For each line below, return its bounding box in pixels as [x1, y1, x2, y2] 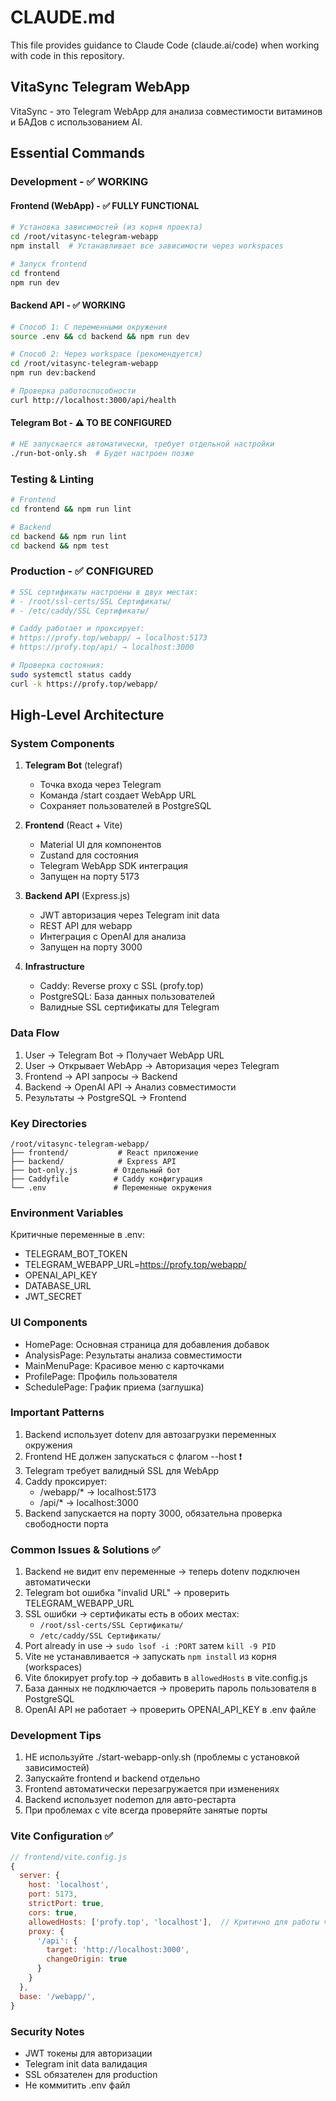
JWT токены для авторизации [24, 2047, 153, 2059]
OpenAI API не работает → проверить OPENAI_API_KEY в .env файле [24, 1704, 317, 1716]
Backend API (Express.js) [24, 890, 131, 902]
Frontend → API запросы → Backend [24, 1070, 178, 1082]
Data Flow [10, 1026, 60, 1040]
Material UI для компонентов [39, 839, 162, 851]
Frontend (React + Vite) [24, 819, 123, 831]
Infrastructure [24, 961, 85, 973]
